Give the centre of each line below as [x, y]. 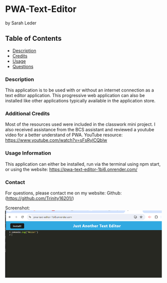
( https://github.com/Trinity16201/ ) [40, 198]
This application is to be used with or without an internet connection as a [80, 90]
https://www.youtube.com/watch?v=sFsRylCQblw [56, 140]
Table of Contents [34, 39]
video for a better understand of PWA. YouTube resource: [64, 135]
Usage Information [28, 153]
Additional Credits [28, 113]
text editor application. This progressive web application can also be [75, 95]
